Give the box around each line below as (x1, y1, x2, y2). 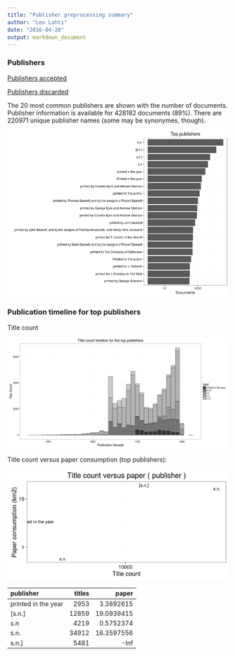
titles (74, 589, 90, 598)
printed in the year (10, 599, 63, 608)
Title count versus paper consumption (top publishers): (7, 455, 167, 464)
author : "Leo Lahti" (7, 18, 68, 26)
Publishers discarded (7, 87, 69, 96)
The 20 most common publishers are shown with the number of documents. (7, 101, 228, 109)
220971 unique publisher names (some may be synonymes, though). (7, 116, 206, 125)
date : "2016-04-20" (7, 26, 65, 33)
